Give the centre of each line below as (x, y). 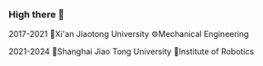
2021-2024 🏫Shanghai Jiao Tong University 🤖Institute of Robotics (131, 52)
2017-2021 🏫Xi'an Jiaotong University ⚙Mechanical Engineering (129, 34)
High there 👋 (36, 14)
